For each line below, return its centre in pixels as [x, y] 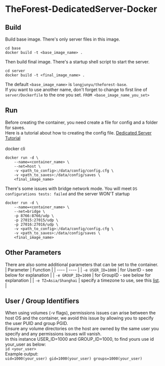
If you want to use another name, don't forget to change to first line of [76, 90]
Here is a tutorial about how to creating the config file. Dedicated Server [78, 133]
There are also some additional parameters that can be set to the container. [82, 264]
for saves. [15, 128]
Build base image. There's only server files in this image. [62, 39]
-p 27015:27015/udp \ [36, 220]
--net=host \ [27, 166]
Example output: [22, 354]
